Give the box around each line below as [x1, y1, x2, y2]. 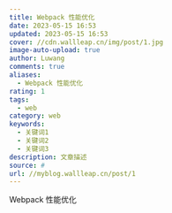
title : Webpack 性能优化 [9, 12, 95, 22]
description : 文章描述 [9, 152, 87, 162]
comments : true [9, 63, 65, 72]
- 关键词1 [17, 128, 49, 137]
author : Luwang [9, 54, 65, 63]
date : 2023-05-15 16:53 [9, 21, 97, 30]
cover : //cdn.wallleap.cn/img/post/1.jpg [9, 37, 164, 47]
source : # [9, 161, 46, 170]
